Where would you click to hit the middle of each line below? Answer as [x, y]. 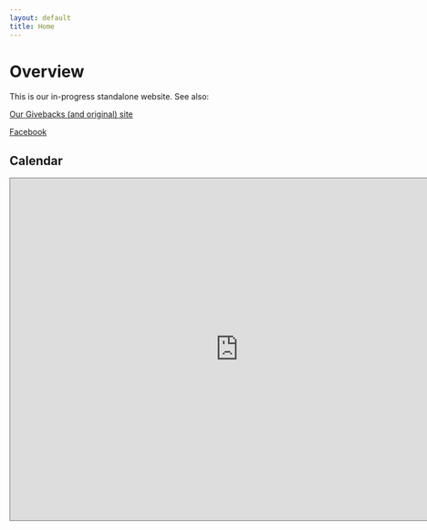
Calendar [36, 161]
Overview [47, 72]
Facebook [28, 132]
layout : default [40, 18]
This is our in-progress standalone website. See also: [109, 97]
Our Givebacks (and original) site [72, 114]
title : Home [32, 26]
